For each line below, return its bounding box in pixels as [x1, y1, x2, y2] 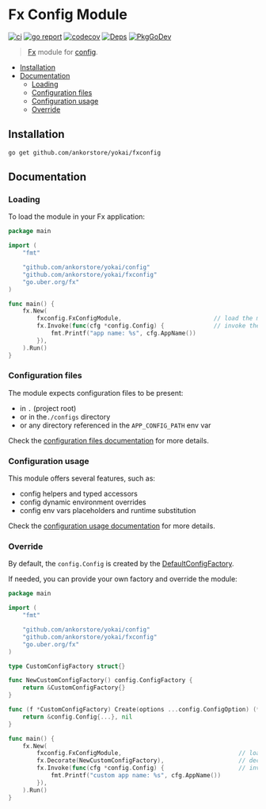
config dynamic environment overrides [19, 497, 146, 507]
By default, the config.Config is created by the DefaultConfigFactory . [8, 559, 235, 569]
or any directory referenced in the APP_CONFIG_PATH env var [19, 420, 211, 430]
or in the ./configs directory [19, 412, 111, 421]
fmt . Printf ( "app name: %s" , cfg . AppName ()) [50, 329, 196, 338]
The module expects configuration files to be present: [8, 388, 184, 397]
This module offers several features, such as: [8, 474, 156, 483]
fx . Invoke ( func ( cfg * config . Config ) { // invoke [36, 322, 246, 330]
